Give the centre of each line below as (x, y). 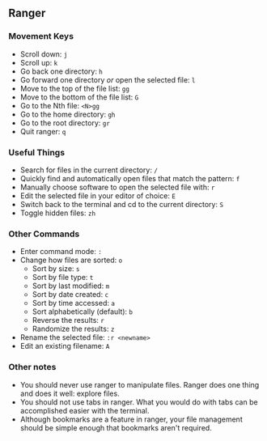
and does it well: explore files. (70, 393)
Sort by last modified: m (71, 286)
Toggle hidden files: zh (57, 213)
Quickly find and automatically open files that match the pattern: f (130, 178)
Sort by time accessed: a (74, 303)
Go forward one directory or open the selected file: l (108, 79)
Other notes (32, 367)
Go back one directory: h (61, 71)
